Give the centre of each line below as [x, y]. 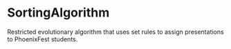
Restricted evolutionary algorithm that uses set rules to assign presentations [115, 32]
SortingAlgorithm [58, 13]
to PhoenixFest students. [43, 39]
